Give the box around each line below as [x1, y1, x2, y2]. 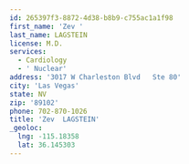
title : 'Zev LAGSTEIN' [9, 115, 100, 124]
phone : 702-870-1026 [9, 107, 89, 116]
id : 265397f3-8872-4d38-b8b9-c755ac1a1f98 [9, 13, 173, 23]
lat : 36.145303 [17, 140, 76, 149]
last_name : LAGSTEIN [9, 30, 89, 39]
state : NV [9, 89, 47, 98]
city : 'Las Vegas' [9, 81, 79, 90]
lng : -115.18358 [17, 132, 79, 141]
